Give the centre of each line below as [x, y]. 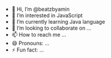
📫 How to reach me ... [39, 35]
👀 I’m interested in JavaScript [47, 15]
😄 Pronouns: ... [31, 43]
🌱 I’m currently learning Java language [58, 22]
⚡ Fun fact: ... [28, 50]
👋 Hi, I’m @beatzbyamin [41, 9]
